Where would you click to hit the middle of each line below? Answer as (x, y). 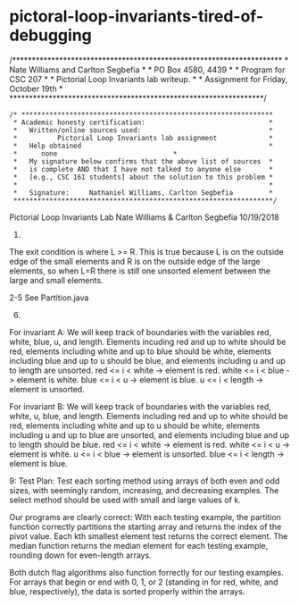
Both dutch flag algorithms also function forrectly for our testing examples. (146, 572)
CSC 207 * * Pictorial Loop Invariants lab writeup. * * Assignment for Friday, (149, 79)
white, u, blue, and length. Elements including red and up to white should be (149, 416)
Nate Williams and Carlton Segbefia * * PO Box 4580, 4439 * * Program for (147, 70)
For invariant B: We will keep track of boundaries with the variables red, (141, 406)
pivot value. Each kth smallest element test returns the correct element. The (149, 536)
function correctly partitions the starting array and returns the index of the (145, 526)
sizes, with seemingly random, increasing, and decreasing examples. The (144, 490)
